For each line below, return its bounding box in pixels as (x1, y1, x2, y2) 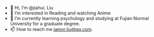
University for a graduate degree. (10, 20, 81, 26)
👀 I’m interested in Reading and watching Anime (10, 10, 111, 16)
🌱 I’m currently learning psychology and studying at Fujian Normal (10, 15, 149, 21)
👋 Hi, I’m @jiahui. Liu (10, 5, 54, 10)
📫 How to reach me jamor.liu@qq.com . (10, 26, 93, 32)
